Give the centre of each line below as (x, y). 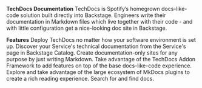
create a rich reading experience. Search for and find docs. (80, 79)
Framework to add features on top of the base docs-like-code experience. (99, 66)
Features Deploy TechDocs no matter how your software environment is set (101, 40)
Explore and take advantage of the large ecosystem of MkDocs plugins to (98, 72)
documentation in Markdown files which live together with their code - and (99, 22)
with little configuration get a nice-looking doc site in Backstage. (87, 28)
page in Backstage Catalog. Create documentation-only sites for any (92, 53)
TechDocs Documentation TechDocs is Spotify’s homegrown (83, 9)
